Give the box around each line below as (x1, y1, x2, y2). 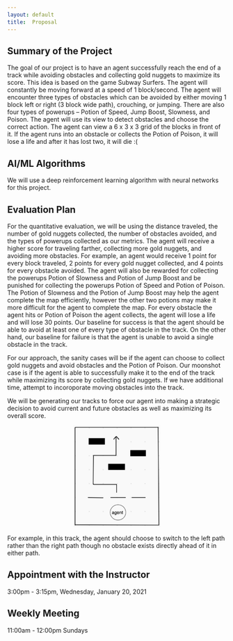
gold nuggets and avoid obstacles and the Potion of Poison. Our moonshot (7, 361, 221, 369)
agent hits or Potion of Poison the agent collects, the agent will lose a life (7, 310, 216, 319)
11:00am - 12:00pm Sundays (7, 626, 88, 634)
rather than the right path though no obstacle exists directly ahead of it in (7, 541, 217, 549)
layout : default (7, 11, 54, 18)
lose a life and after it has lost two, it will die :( (7, 138, 138, 146)
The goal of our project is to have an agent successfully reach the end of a (7, 63, 221, 72)
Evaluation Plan (7, 204, 77, 216)
